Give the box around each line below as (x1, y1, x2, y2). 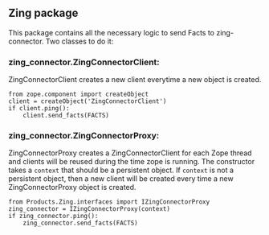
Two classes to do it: (45, 36, 114, 46)
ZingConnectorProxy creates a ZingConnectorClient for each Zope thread (8, 148, 252, 158)
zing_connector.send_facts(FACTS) (22, 219, 138, 228)
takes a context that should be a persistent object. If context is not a (8, 165, 234, 175)
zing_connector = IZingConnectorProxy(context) (8, 205, 171, 213)
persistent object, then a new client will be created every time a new (8, 174, 234, 183)
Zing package (8, 6, 79, 20)
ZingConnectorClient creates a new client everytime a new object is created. (8, 75, 262, 85)
